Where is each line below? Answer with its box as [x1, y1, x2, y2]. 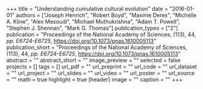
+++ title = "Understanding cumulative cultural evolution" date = [6, 5, 168, 12]
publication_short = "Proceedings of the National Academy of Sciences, [6, 44, 188, 51]
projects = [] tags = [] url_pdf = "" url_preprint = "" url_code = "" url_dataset [6, 63, 197, 70]
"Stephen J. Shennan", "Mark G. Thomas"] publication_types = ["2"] [6, 24, 179, 31]
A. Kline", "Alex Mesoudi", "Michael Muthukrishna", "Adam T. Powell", [6, 18, 180, 25]
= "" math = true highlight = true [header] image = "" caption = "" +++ [6, 76, 183, 83]
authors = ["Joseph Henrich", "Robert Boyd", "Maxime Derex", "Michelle [15, 12, 197, 19]
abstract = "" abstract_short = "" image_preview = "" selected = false [6, 57, 181, 64]
